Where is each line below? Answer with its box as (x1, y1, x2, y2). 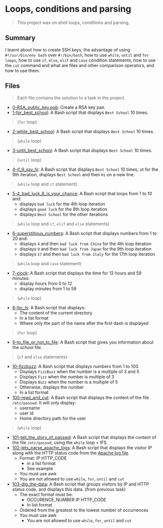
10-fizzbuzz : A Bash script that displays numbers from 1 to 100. (12, 363, 140, 369)
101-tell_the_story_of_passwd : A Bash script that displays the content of (12, 434, 157, 440)
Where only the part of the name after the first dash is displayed (19, 320, 149, 326)
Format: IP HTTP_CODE (19, 455, 67, 461)
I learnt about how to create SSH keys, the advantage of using (5, 46, 131, 52)
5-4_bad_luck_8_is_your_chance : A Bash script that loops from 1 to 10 (12, 190, 153, 196)
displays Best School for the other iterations (19, 211, 108, 217)
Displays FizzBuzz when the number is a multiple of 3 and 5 (19, 368, 140, 374)
